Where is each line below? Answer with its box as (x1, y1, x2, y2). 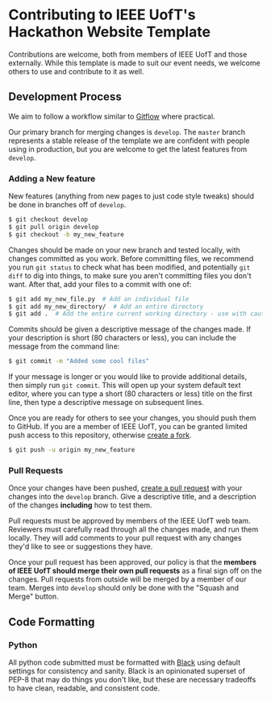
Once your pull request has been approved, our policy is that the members (8, 557, 256, 567)
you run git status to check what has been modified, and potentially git (8, 262, 251, 272)
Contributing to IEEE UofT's (8, 6, 196, 24)
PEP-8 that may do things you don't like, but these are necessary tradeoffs (8, 675, 256, 685)
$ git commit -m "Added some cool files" (8, 357, 150, 365)
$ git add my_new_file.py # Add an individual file (8, 294, 190, 303)
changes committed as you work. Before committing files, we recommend (8, 253, 254, 263)
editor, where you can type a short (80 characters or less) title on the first (8, 389, 252, 398)
